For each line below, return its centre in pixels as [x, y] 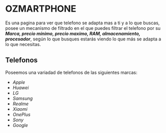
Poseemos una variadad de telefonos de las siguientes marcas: [71, 72]
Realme [21, 104]
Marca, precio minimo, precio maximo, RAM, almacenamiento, [73, 33]
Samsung [23, 98]
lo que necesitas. [23, 44]
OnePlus [21, 114]
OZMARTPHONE [41, 9]
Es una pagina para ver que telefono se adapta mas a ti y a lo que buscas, [82, 23]
